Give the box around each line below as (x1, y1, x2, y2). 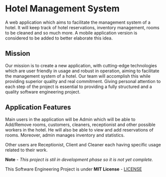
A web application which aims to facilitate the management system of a (5, 19, 151, 25)
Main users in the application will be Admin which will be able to (5, 116, 136, 122)
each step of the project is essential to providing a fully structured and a (5, 84, 152, 89)
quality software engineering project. (5, 88, 81, 94)
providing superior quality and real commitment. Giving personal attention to (5, 78, 161, 84)
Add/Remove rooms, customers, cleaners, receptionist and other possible (5, 122, 156, 128)
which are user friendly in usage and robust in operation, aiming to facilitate (5, 68, 160, 74)
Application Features (5, 103, 71, 112)
